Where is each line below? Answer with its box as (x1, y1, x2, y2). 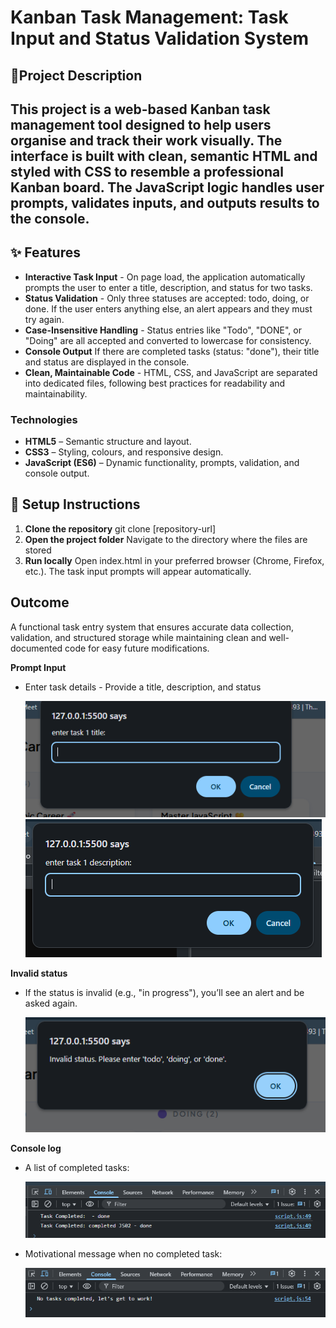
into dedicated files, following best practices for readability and (24, 377, 286, 389)
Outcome (10, 594, 70, 611)
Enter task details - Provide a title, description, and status (24, 681, 262, 693)
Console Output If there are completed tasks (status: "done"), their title (24, 345, 320, 357)
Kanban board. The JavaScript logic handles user (10, 179, 325, 196)
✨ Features (10, 244, 81, 261)
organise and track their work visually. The (10, 132, 283, 149)
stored (24, 544, 52, 556)
